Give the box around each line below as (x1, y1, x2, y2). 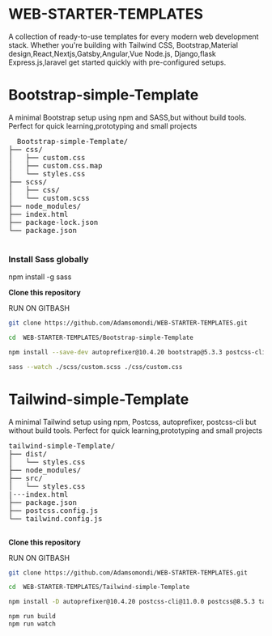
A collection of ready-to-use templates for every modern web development (8, 32, 259, 41)
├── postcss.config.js (8, 506, 99, 515)
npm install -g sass (8, 272, 72, 282)
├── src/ (8, 473, 43, 482)
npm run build (8, 613, 57, 621)
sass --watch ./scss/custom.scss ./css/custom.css (8, 363, 183, 371)
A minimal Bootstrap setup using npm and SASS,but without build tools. (8, 112, 247, 122)
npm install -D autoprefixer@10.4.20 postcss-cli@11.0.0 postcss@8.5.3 (8, 598, 255, 606)
